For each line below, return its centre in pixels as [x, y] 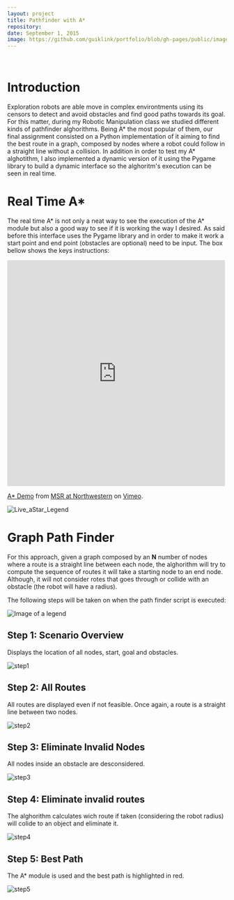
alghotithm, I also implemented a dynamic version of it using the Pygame [111, 159]
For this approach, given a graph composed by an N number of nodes [107, 557]
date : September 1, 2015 [43, 33]
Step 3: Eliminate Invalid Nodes [76, 747]
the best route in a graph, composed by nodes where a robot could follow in [116, 144]
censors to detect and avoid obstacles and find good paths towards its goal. [116, 114]
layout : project [31, 14]
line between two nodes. [42, 712]
